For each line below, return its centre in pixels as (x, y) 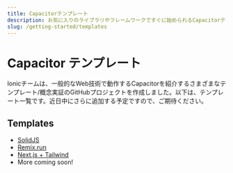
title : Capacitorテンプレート (48, 14)
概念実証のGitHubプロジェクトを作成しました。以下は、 (120, 92)
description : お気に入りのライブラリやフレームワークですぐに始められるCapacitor (114, 20)
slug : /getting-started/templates (57, 26)
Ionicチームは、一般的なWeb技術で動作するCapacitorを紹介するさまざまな (114, 83)
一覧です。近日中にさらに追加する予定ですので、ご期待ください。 (113, 101)
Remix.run (32, 147)
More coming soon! (45, 162)
